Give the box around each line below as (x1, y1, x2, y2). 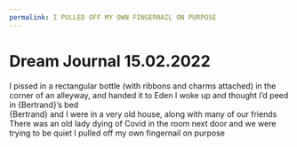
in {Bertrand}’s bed (9, 99, 79, 110)
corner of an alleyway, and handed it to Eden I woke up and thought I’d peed (9, 89, 289, 100)
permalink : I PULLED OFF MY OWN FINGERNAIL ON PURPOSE (9, 12, 217, 22)
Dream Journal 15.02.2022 (9, 50, 211, 71)
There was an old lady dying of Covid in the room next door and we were (9, 118, 277, 128)
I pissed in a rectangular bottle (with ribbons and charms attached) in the (9, 81, 277, 91)
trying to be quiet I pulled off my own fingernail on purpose (9, 128, 225, 138)
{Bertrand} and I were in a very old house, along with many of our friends (9, 108, 277, 120)
